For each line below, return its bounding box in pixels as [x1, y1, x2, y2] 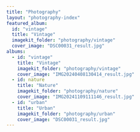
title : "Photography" [6, 9, 61, 15]
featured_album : [6, 20, 47, 26]
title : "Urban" [17, 105, 56, 111]
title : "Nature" [17, 83, 59, 89]
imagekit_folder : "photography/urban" [17, 111, 116, 117]
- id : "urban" [12, 99, 47, 105]
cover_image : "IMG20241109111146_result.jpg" [17, 94, 135, 100]
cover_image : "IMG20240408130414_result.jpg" [17, 71, 135, 77]
